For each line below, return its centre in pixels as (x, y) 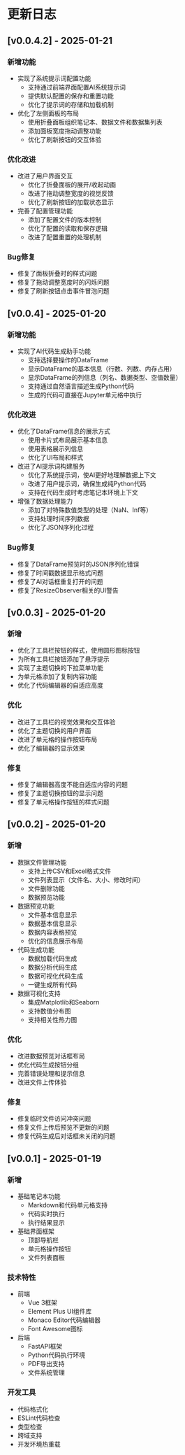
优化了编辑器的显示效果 (51, 748)
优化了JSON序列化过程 (61, 527)
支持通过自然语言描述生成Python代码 (81, 386)
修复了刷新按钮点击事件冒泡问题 (63, 291)
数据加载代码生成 (52, 958)
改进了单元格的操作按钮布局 (57, 739)
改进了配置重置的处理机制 (65, 237)
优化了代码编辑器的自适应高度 (60, 686)
